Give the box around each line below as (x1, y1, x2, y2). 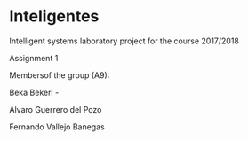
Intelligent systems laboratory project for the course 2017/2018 (9, 35, 240, 46)
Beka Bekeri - (9, 87, 60, 98)
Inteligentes (9, 6, 100, 27)
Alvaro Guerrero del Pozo (9, 104, 102, 114)
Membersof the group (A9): (9, 69, 110, 81)
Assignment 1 (9, 52, 59, 63)
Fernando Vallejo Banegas (9, 121, 105, 132)
